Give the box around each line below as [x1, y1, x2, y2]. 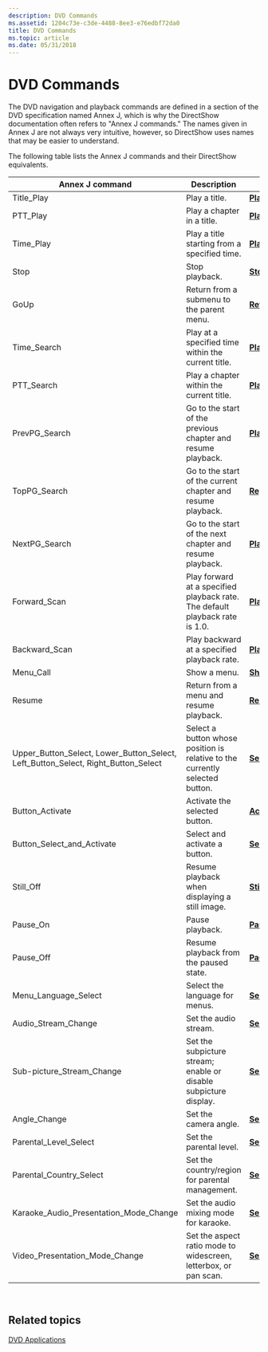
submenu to [186, 294, 231, 305]
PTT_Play [12, 211, 48, 222]
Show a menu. [186, 667, 239, 678]
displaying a [186, 891, 231, 902]
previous [186, 423, 219, 434]
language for [186, 990, 234, 1001]
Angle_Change [12, 1114, 67, 1125]
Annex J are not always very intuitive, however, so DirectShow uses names [8, 128, 254, 137]
